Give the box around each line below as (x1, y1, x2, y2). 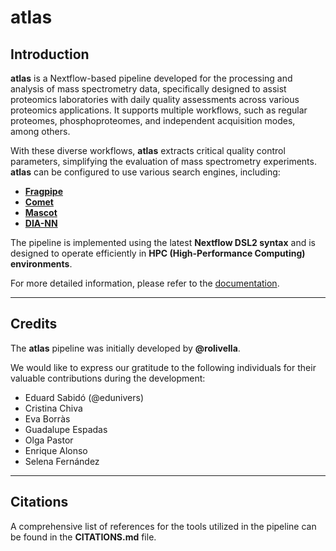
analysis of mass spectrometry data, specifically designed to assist (10, 83, 287, 95)
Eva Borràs (24, 412, 71, 425)
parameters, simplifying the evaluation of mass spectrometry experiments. (10, 156, 317, 167)
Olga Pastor (24, 434, 74, 446)
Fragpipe (24, 186, 64, 197)
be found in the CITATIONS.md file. (10, 531, 157, 543)
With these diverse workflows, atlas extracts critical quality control (10, 145, 286, 156)
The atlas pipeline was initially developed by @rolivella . (10, 342, 241, 354)
